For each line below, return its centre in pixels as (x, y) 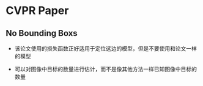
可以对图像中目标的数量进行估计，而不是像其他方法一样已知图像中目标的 (105, 69)
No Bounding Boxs (42, 33)
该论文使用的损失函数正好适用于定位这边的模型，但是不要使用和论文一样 (105, 48)
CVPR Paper (37, 11)
